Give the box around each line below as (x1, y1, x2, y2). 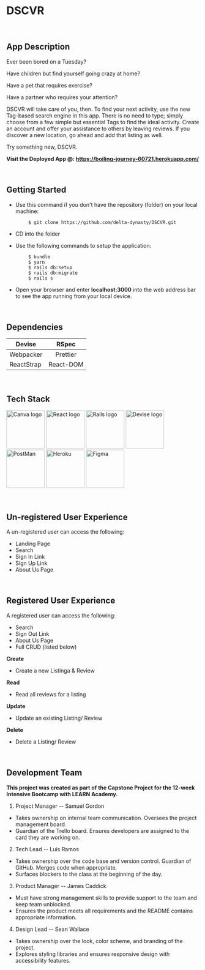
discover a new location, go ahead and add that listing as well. (6, 131, 163, 138)
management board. (15, 821, 67, 828)
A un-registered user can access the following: (6, 528, 125, 535)
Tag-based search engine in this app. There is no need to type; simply (6, 111, 184, 119)
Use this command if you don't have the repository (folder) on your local (15, 201, 198, 208)
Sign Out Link (15, 630, 50, 637)
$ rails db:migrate (28, 270, 78, 276)
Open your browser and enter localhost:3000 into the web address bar (15, 286, 196, 293)
